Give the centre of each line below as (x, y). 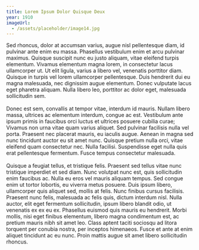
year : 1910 (20, 17)
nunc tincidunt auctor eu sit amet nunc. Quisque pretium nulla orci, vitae (95, 140)
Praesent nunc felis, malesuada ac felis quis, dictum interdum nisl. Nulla (94, 197)
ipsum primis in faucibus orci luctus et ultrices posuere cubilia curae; (91, 121)
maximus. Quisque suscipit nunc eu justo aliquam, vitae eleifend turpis (93, 58)
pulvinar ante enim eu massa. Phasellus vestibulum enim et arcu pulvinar (95, 52)
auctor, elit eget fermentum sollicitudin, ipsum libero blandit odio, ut (89, 204)
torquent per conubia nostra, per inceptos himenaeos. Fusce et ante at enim (99, 229)
